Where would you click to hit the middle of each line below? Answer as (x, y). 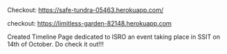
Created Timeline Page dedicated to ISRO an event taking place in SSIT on (114, 37)
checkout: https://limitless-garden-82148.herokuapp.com (89, 23)
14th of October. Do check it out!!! (56, 44)
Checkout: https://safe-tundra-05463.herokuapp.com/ (85, 10)
